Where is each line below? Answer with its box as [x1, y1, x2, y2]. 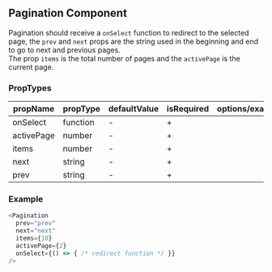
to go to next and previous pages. [8, 44, 121, 55]
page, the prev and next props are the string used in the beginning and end [8, 36, 259, 46]
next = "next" [15, 227, 57, 235]
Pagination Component [8, 6, 128, 20]
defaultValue [108, 103, 159, 115]
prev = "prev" [15, 220, 57, 228]
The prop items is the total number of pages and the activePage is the [8, 53, 240, 63]
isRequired [166, 103, 210, 115]
